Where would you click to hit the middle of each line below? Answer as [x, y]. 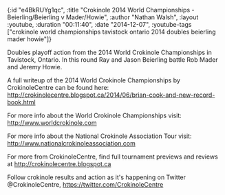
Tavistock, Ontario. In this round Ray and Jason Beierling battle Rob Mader [112, 60]
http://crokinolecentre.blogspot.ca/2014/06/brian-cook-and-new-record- [111, 95]
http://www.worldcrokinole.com [52, 123]
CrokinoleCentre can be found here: [58, 88]
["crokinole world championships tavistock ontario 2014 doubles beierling [111, 32]
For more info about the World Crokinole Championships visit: [95, 115]
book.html [21, 102]
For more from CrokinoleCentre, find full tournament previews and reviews [112, 157]
